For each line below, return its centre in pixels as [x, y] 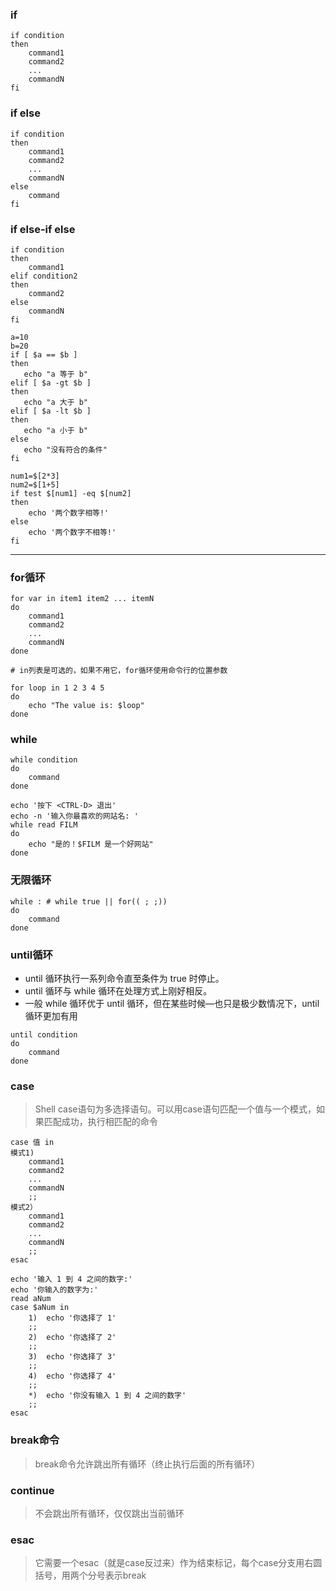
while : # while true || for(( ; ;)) [89, 901]
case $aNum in [40, 1308]
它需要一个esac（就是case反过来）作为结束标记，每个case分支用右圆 [178, 1563]
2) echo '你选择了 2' [72, 1338]
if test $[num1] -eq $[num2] [71, 493]
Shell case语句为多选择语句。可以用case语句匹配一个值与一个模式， [175, 1109]
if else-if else [43, 229]
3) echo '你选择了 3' [72, 1357]
